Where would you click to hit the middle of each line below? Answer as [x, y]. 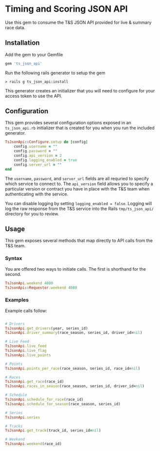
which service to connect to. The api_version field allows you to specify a [79, 184]
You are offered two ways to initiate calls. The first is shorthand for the [76, 269]
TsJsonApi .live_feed [26, 346]
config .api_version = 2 [38, 156]
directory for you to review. [32, 214]
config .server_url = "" [38, 165]
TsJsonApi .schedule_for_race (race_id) [44, 399]
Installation [22, 43]
